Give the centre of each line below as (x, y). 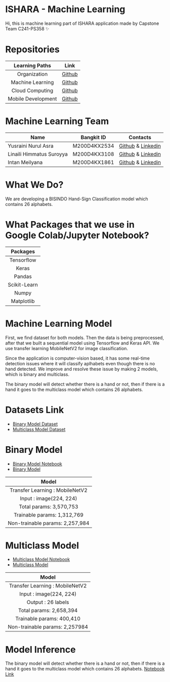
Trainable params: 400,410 (48, 619)
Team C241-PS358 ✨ (27, 28)
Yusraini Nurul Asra (31, 146)
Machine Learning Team (57, 121)
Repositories (32, 50)
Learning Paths (32, 65)
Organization (32, 74)
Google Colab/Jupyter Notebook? (77, 235)
